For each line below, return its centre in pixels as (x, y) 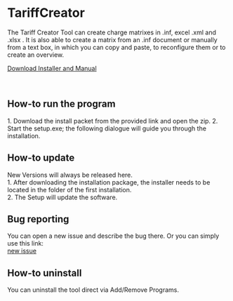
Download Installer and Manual (52, 68)
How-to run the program (61, 104)
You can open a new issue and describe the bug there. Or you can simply (113, 236)
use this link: (26, 243)
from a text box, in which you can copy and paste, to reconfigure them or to (116, 47)
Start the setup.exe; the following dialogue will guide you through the (107, 128)
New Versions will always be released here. (70, 175)
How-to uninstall (45, 273)
